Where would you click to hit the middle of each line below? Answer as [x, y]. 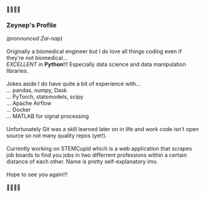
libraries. [17, 71]
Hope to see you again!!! [37, 174]
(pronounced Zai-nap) [35, 38]
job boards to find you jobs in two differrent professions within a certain [97, 155]
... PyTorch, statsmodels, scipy [45, 97]
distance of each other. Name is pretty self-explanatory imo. [82, 162]
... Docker [19, 110]
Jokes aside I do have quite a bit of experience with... [73, 84]
